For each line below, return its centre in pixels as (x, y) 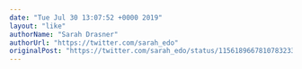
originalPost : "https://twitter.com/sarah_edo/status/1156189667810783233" (154, 51)
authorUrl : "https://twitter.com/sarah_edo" (94, 43)
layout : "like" (38, 26)
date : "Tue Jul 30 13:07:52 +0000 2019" (86, 17)
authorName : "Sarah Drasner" (64, 34)
